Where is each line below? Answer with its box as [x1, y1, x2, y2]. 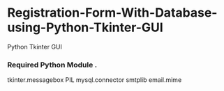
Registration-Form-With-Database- [7, 5, 218, 21]
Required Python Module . [7, 60, 98, 69]
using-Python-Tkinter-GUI [7, 19, 164, 35]
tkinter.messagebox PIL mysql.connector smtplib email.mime [7, 76, 182, 84]
